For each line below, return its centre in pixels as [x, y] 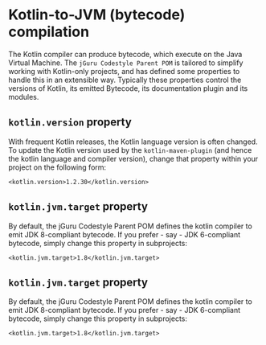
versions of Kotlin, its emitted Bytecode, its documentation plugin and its [128, 88]
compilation [49, 32]
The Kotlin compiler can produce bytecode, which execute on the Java [125, 54]
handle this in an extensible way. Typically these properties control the [125, 80]
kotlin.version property [70, 122]
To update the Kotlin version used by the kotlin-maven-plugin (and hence [130, 150]
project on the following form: [57, 167]
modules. [24, 97]
